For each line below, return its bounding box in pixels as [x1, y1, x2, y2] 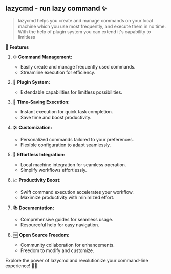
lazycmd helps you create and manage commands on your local [17, 17, 153, 24]
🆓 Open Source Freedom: [12, 232, 70, 238]
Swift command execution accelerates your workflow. [20, 189, 134, 195]
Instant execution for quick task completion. [20, 108, 113, 115]
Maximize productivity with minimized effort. [20, 194, 115, 200]
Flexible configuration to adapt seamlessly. [20, 142, 111, 148]
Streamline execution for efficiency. [20, 69, 96, 75]
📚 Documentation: [12, 204, 55, 211]
